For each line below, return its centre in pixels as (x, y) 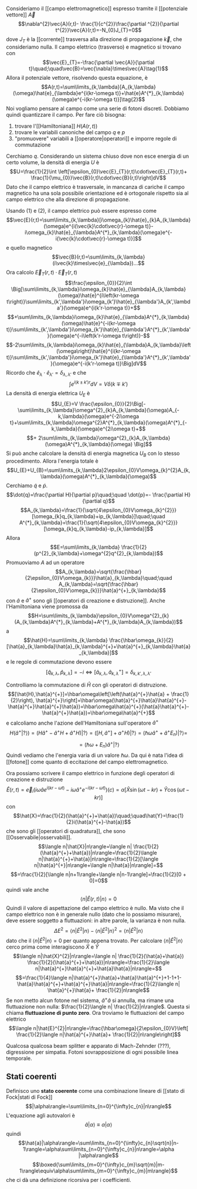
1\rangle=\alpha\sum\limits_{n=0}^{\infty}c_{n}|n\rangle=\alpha (98, 1149)
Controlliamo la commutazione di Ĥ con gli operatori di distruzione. (87, 685)
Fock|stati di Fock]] (29, 1097)
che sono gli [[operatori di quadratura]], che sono (66, 831)
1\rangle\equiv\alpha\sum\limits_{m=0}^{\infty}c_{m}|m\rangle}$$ (98, 1171)
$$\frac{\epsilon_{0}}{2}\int (98, 283)
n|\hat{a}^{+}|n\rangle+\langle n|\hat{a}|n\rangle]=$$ (98, 865)
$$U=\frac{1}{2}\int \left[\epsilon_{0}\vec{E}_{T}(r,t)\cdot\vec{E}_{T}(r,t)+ (98, 171)
